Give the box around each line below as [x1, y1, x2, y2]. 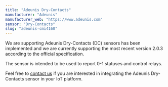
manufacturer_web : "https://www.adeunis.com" [5, 17, 103, 22]
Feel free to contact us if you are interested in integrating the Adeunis [5, 70, 150, 76]
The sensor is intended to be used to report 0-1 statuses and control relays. [5, 61, 163, 67]
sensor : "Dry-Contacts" [5, 21, 56, 27]
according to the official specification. [5, 51, 85, 57]
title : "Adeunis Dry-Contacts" [5, 7, 71, 13]
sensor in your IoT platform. [25, 76, 83, 82]
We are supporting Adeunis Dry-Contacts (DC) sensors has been [5, 40, 141, 46]
